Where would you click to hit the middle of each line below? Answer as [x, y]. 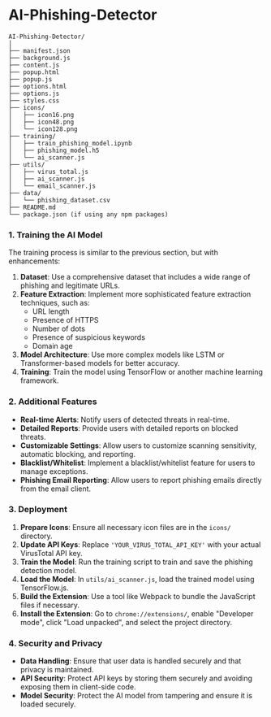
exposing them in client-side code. [78, 687]
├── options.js [34, 93]
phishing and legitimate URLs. [70, 285]
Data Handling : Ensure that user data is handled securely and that [131, 661]
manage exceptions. [54, 471]
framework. [39, 380]
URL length [51, 311]
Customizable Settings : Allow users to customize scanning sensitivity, [138, 445]
